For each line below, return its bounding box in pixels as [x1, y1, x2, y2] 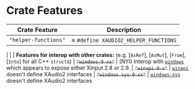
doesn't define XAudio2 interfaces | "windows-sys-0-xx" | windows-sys [6, 70, 181, 77]
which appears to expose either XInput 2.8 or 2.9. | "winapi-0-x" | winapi [6, 64, 189, 71]
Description [106, 25, 142, 34]
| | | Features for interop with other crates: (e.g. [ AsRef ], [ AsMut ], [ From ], [6, 51, 186, 58]
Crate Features [6, 4, 83, 18]
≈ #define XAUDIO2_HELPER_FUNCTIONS [71, 36, 177, 44]
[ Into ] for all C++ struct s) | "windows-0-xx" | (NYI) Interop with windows [6, 58, 184, 65]
